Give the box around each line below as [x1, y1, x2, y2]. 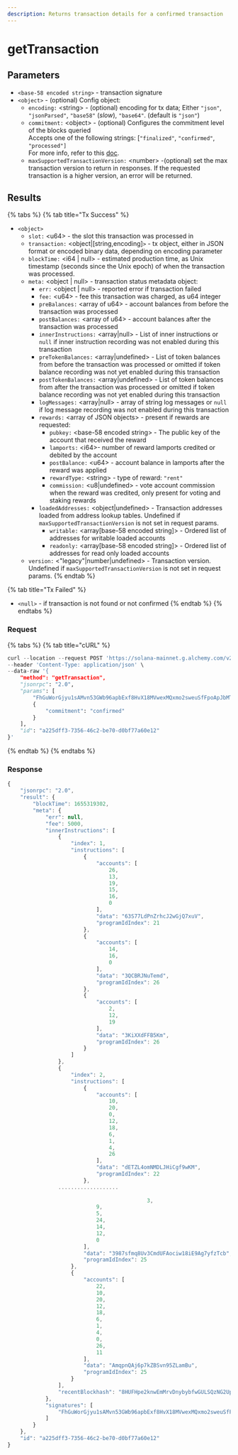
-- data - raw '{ [7, 667, 50, 675]
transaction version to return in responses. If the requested [28, 163, 200, 172]
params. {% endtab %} [28, 571, 96, 580]
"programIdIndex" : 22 [96, 1171, 160, 1178]
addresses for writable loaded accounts [49, 534, 166, 542]
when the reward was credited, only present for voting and [49, 488, 221, 498]
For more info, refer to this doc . [28, 149, 120, 157]
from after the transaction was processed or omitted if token [38, 383, 215, 392]
